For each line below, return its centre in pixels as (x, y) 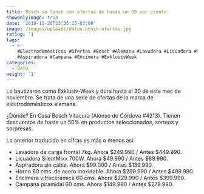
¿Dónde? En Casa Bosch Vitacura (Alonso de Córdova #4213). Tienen (93, 116)
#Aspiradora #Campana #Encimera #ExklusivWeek (77, 57)
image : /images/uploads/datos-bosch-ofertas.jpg (69, 29)
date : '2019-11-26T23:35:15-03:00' (51, 23)
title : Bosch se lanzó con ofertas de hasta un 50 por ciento (87, 12)
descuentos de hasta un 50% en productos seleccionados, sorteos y (93, 122)
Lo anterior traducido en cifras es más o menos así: (71, 141)
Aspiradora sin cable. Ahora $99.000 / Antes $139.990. (84, 165)
